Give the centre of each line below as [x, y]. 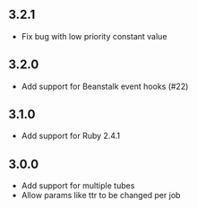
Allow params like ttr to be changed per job [101, 196]
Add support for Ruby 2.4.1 [71, 136]
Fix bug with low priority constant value [94, 36]
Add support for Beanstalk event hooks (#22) [105, 86]
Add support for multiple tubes [78, 186]
